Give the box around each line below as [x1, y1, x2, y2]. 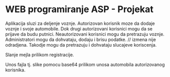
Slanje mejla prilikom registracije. [5, 52, 75, 58]
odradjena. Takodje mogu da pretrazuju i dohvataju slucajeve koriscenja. [5, 42, 157, 48]
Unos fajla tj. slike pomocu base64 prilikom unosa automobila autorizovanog [5, 61, 165, 67]
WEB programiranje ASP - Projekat [5, 4, 154, 15]
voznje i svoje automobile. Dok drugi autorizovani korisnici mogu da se [5, 25, 153, 31]
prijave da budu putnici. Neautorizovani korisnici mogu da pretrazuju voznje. [5, 31, 165, 37]
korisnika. [5, 67, 26, 73]
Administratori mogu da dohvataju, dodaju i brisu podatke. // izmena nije [5, 36, 156, 43]
